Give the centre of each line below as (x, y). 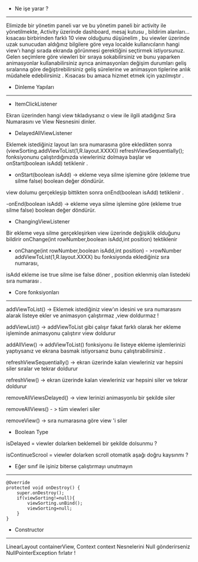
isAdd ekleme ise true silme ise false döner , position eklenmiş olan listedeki (98, 275)
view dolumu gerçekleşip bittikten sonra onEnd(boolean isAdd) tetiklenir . (95, 192)
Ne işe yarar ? (32, 9)
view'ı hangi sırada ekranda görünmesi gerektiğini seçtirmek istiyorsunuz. (95, 50)
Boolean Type (32, 432)
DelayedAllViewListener (43, 133)
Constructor (29, 530)
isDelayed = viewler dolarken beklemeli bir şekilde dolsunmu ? (82, 443)
